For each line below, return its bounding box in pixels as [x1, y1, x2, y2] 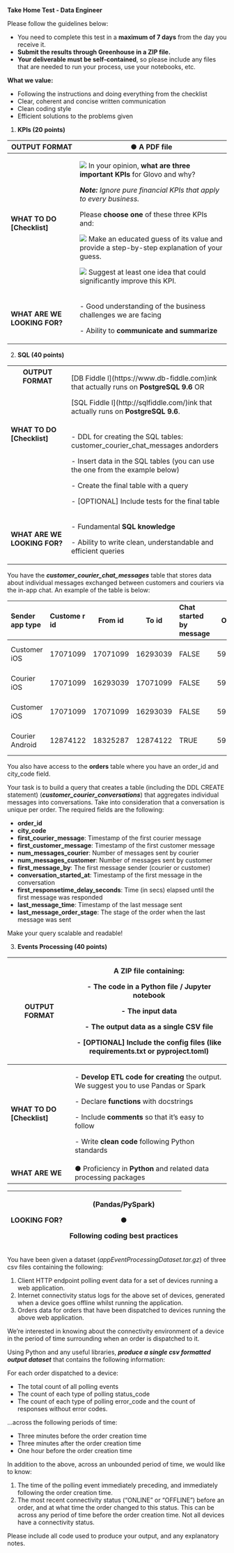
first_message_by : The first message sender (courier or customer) [17, 863, 211, 871]
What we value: [7, 76, 54, 84]
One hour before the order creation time [17, 1446, 132, 1455]
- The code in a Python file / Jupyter [86, 981, 211, 991]
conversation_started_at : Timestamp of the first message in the [17, 871, 203, 879]
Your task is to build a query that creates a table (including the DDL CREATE [7, 783, 225, 791]
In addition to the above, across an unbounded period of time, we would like [7, 1459, 226, 1469]
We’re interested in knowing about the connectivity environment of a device [7, 1327, 224, 1335]
